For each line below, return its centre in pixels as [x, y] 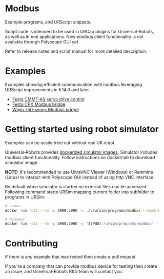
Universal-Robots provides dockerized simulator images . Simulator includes [81, 152]
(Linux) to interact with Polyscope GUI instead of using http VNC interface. [80, 177]
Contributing [31, 243]
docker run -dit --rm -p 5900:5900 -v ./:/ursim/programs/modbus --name [81, 210]
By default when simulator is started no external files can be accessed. [76, 186]
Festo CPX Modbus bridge [39, 104]
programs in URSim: [25, 197]
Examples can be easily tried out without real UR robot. [60, 142]
